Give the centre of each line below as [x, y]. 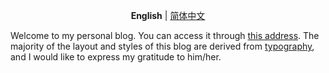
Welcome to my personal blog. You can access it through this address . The [165, 35]
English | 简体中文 [168, 15]
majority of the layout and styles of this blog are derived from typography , [162, 46]
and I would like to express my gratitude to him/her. [116, 57]
